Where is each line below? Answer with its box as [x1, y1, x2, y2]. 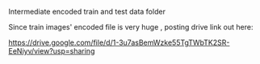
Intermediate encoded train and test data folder [8, 7, 166, 16]
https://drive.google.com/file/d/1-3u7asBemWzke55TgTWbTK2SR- [8, 38, 230, 47]
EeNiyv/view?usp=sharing [8, 46, 95, 55]
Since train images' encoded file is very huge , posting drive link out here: [8, 22, 254, 31]
